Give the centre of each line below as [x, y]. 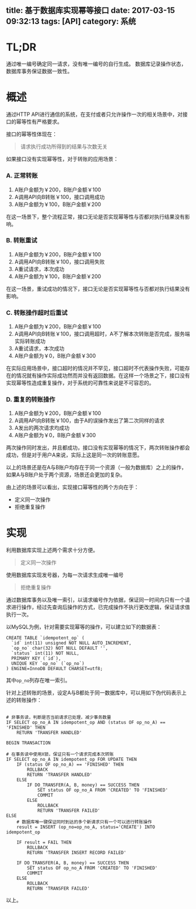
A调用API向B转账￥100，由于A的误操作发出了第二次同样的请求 [89, 421]
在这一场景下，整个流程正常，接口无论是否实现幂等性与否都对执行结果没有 [95, 217]
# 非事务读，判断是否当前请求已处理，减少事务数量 [59, 718]
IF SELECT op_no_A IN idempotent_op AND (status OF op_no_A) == [86, 723]
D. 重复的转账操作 [31, 400]
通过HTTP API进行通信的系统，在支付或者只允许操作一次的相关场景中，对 [94, 114]
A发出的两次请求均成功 [42, 428]
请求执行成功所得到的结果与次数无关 [64, 147]
